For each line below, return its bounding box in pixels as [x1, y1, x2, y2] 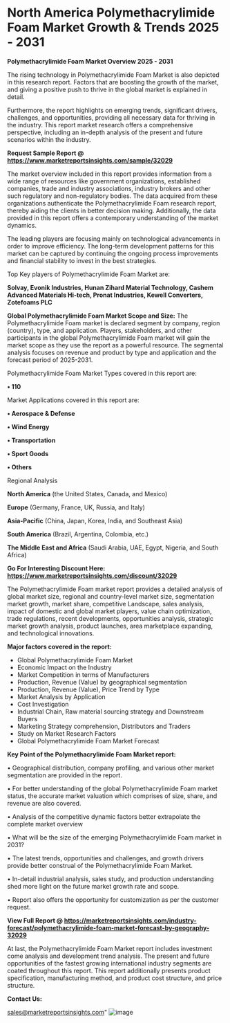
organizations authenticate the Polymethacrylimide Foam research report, [7, 199, 217, 207]
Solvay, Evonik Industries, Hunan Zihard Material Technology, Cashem [7, 283, 214, 291]
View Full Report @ [7, 916, 64, 925]
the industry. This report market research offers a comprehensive [7, 120, 193, 129]
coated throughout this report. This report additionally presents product [7, 966, 211, 975]
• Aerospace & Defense [7, 409, 75, 417]
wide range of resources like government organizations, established [7, 176, 201, 185]
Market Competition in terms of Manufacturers [17, 670, 150, 679]
